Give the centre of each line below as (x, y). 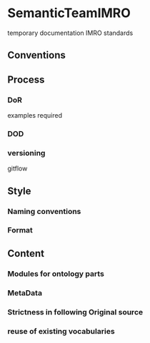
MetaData (25, 292)
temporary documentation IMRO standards (70, 33)
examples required (35, 116)
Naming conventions (44, 211)
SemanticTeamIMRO (69, 13)
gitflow (17, 168)
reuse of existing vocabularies (61, 331)
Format (20, 230)
